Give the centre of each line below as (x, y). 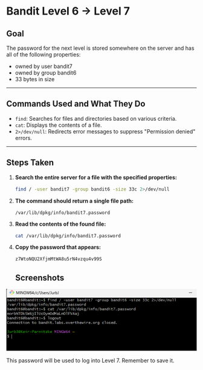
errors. (23, 138)
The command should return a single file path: (74, 201)
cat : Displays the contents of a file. (58, 125)
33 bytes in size (35, 79)
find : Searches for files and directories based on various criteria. (96, 118)
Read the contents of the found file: (60, 224)
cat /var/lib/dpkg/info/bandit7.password (68, 236)
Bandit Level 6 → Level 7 (68, 11)
